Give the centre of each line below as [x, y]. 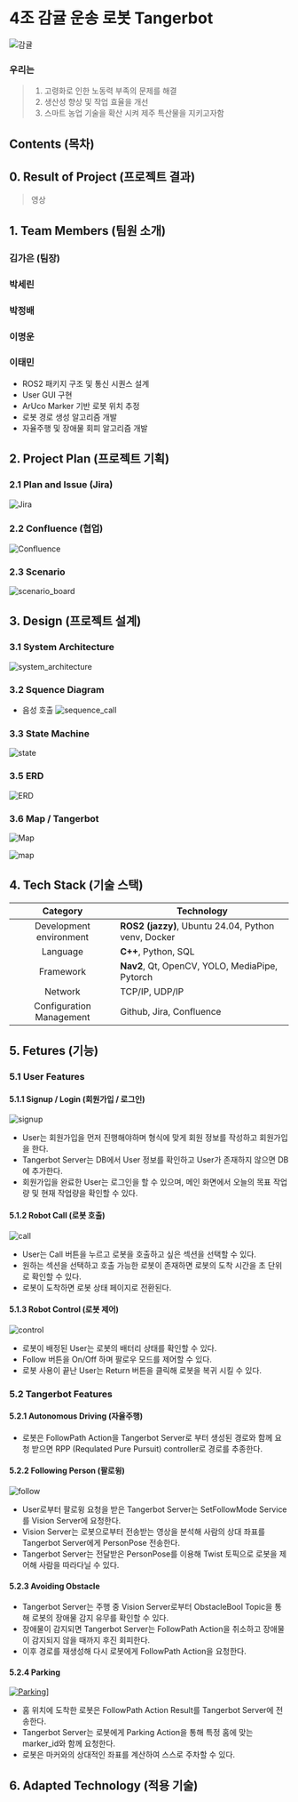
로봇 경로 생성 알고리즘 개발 [70, 417]
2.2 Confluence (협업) [56, 528]
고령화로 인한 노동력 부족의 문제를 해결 [110, 91]
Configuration [63, 1006]
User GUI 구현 [47, 394]
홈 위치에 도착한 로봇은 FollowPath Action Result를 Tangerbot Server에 [148, 1710]
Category [63, 911]
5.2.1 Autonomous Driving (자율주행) [76, 1416]
